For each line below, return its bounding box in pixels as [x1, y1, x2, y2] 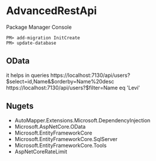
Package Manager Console [6, 24, 72, 31]
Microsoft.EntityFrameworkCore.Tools [14, 142, 107, 149]
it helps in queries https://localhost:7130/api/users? [6, 72, 131, 79]
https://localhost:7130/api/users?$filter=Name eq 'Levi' [6, 84, 140, 91]
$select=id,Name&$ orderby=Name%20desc [6, 78, 115, 85]
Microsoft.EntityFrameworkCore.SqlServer [14, 135, 118, 142]
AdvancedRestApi [6, 4, 97, 18]
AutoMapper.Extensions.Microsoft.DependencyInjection [14, 116, 151, 124]
